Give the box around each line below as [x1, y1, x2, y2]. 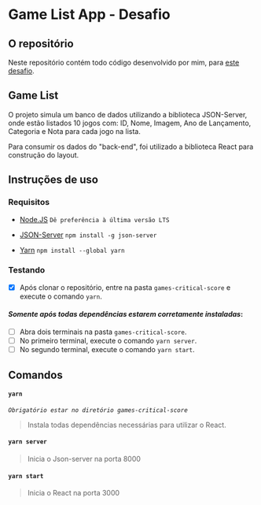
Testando [8, 265, 46, 276]
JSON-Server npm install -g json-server [19, 230, 157, 240]
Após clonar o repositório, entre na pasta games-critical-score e [19, 282, 231, 292]
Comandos [8, 368, 63, 381]
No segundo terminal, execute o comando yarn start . [19, 345, 195, 355]
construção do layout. [8, 150, 79, 159]
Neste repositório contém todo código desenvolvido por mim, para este [8, 58, 240, 67]
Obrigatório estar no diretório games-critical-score [8, 406, 189, 414]
